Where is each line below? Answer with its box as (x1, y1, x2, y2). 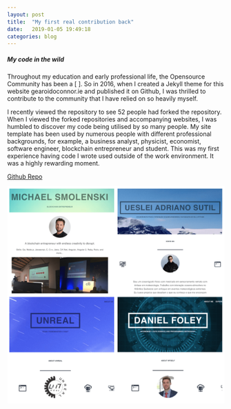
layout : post (7, 11, 45, 18)
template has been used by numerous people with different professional (7, 130, 212, 138)
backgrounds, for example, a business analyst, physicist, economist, (7, 137, 201, 146)
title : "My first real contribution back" (7, 18, 134, 26)
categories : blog (7, 33, 57, 40)
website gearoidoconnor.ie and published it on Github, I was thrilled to (7, 87, 206, 96)
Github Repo (7, 172, 43, 181)
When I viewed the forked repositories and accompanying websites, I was (7, 115, 217, 123)
